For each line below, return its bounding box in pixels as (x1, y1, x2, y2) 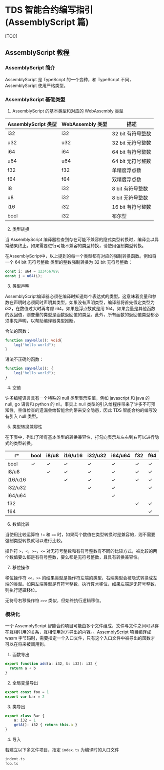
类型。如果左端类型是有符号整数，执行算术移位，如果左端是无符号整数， (13, 581, 159, 587)
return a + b (9, 666, 36, 671)
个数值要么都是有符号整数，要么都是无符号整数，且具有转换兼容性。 (5, 554, 142, 560)
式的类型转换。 (5, 440, 35, 446)
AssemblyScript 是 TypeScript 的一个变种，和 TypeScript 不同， (5, 76, 134, 82)
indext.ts (5, 757, 25, 762)
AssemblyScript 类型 (7, 121, 57, 128)
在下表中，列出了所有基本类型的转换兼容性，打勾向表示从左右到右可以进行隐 (5, 434, 159, 440)
